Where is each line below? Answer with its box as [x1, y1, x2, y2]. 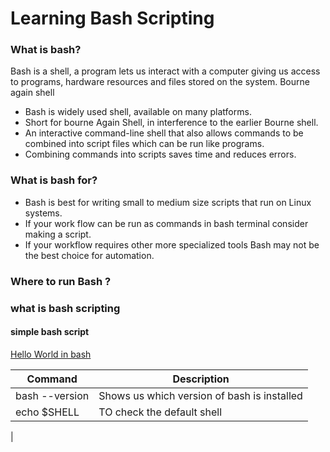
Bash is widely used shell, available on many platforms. [24, 106, 252, 118]
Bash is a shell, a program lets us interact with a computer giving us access [10, 65, 321, 77]
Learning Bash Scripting [10, 7, 215, 30]
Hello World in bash [10, 348, 92, 360]
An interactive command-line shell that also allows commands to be [24, 127, 304, 139]
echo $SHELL [15, 405, 80, 419]
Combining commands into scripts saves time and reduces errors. [24, 148, 297, 161]
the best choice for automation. [24, 249, 155, 261]
